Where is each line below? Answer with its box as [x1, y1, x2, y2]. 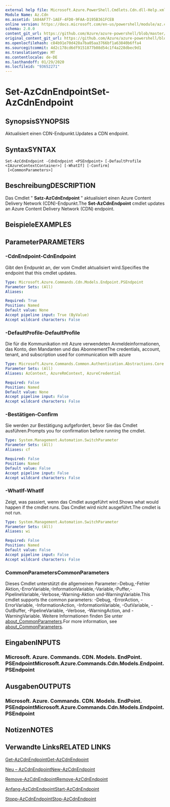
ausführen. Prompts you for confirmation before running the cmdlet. [5, 428, 146, 434]
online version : [5, 21, 39, 27]
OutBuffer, [5, 608, 27, 614]
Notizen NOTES [5, 726, 54, 734]
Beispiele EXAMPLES [5, 221, 72, 229]
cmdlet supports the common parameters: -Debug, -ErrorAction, [5, 597, 140, 603]
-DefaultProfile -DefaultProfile [5, 329, 80, 336]
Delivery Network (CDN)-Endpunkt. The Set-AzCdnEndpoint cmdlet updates [5, 200, 165, 206]
